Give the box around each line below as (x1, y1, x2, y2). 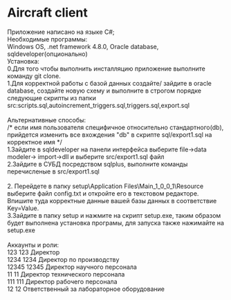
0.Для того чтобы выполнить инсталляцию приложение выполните (7, 64, 205, 73)
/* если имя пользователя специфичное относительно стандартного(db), (7, 123, 224, 131)
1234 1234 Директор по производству (7, 255, 120, 263)
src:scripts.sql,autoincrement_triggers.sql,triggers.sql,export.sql (7, 101, 190, 109)
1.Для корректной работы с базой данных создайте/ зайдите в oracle (7, 79, 212, 87)
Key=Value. (7, 204, 39, 212)
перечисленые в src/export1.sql (7, 167, 100, 176)
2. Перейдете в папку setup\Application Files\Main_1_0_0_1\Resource (7, 182, 204, 190)
